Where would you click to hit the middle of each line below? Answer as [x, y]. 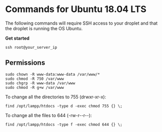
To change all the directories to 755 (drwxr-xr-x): [56, 97]
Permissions [25, 63]
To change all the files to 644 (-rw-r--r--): [49, 115]
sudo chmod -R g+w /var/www [35, 87]
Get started [17, 38]
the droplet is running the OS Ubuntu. [44, 28]
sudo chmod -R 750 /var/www [35, 79]
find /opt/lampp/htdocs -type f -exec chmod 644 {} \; [64, 124]
